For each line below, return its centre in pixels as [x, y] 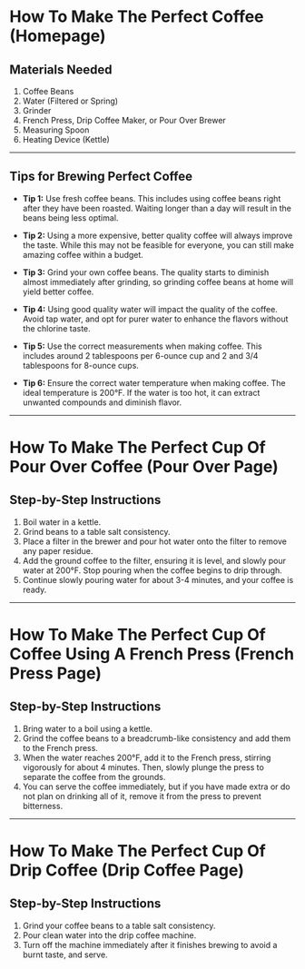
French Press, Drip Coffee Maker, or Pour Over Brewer [124, 120]
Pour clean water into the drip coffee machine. [109, 935]
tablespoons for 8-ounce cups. [80, 365]
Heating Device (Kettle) [66, 139]
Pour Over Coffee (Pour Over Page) [144, 467]
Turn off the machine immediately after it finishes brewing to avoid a [150, 944]
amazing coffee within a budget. [83, 254]
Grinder [37, 110]
